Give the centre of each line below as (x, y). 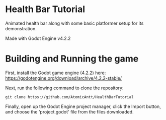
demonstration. (21, 28)
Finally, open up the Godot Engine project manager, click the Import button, (83, 106)
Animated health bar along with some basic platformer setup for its (74, 23)
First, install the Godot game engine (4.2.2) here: (56, 73)
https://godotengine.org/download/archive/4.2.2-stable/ (64, 78)
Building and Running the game (72, 59)
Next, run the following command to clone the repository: (64, 88)
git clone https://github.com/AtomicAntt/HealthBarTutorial (70, 97)
